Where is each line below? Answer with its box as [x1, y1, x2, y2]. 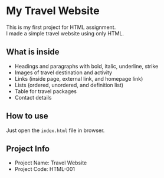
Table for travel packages [14, 87, 77, 95]
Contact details [14, 94, 52, 101]
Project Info [6, 143, 50, 154]
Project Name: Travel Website [14, 159, 87, 166]
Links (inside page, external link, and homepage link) [14, 75, 143, 82]
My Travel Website [6, 4, 100, 18]
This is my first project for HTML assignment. [6, 24, 116, 31]
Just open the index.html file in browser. [6, 127, 105, 134]
